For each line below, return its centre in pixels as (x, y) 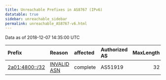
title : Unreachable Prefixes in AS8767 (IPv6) (54, 10)
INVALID (60, 64)
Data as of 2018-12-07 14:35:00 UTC (42, 38)
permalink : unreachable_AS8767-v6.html (46, 23)
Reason (59, 53)
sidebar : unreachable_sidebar (36, 19)
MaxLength (146, 53)
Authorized (114, 50)
